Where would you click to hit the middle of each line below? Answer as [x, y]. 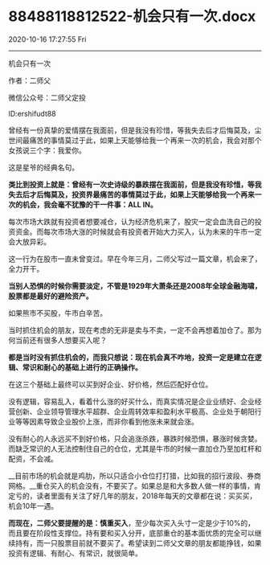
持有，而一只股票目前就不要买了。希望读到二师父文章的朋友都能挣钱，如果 [138, 542]
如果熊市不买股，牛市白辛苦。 [57, 313]
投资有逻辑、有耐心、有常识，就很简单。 [75, 553]
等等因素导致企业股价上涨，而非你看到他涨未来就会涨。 [106, 421]
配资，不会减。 [33, 458]
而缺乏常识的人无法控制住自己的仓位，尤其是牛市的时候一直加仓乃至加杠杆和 [135, 448]
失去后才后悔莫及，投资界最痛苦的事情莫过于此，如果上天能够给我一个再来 [131, 194]
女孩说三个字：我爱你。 [47, 150]
